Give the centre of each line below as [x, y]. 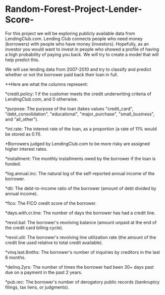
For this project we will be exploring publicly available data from [70, 33]
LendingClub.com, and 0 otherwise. [42, 99]
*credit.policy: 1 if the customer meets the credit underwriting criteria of [78, 94]
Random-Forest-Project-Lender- [74, 9]
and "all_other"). [22, 119]
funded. [13, 164]
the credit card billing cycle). [34, 228]
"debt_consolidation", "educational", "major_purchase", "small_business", [80, 114]
